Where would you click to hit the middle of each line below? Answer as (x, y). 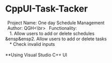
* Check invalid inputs (32, 44)
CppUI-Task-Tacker (46, 9)
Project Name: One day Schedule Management (56, 23)
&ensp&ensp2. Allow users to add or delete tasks (56, 39)
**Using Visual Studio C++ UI (36, 55)
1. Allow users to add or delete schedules (52, 33)
